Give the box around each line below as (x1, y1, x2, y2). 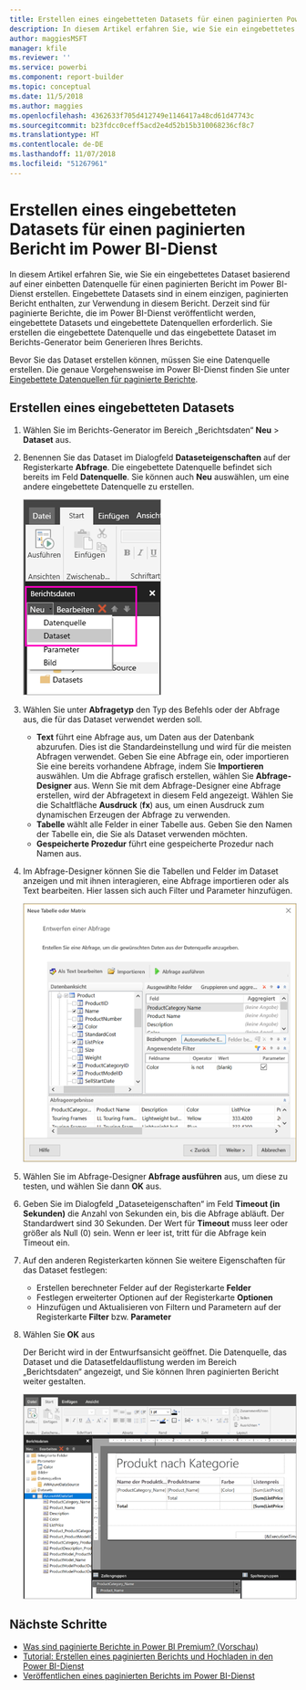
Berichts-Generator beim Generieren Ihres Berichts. (9, 336, 203, 347)
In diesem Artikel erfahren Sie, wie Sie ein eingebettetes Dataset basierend (9, 268, 291, 279)
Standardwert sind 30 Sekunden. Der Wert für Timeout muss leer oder (22, 1217, 289, 1228)
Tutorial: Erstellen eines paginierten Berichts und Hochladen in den (22, 1651, 273, 1662)
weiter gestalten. (22, 1375, 87, 1387)
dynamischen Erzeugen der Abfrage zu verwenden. (36, 809, 230, 820)
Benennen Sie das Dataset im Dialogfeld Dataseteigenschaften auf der (22, 452, 291, 463)
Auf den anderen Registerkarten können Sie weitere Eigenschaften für (22, 1254, 286, 1265)
